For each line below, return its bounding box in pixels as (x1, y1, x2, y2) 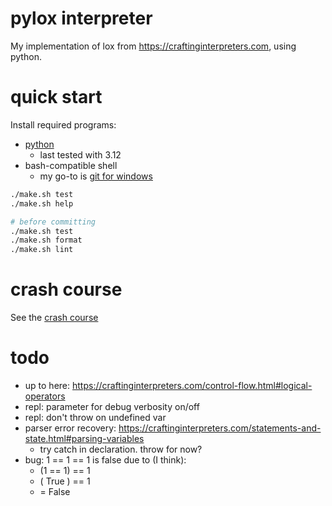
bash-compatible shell (24, 159, 118, 171)
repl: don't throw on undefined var (24, 412, 167, 423)
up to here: (24, 380, 71, 391)
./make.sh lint (10, 245, 74, 255)
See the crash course (10, 312, 99, 324)
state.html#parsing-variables (24, 433, 145, 444)
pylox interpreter (10, 7, 153, 30)
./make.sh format (10, 235, 83, 246)
